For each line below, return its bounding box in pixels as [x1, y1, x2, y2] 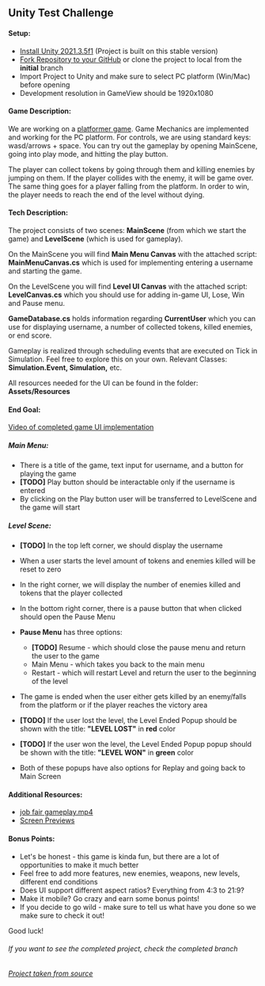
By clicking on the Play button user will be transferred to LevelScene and [19, 495, 257, 504]
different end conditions [19, 877, 98, 886]
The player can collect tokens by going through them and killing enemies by [8, 164, 256, 174]
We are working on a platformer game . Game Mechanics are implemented [8, 124, 249, 133]
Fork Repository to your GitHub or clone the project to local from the [19, 55, 243, 64]
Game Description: [8, 106, 71, 116]
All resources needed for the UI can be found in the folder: [8, 378, 199, 388]
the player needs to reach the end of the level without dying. [8, 189, 205, 199]
